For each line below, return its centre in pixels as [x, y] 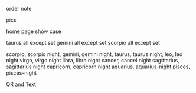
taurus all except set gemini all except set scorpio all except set [83, 43]
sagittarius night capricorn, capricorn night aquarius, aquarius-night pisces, [98, 67]
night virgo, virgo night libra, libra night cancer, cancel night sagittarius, [93, 60]
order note [19, 9]
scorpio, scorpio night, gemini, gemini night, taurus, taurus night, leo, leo [94, 54]
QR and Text [21, 84]
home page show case [34, 31]
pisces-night [22, 73]
